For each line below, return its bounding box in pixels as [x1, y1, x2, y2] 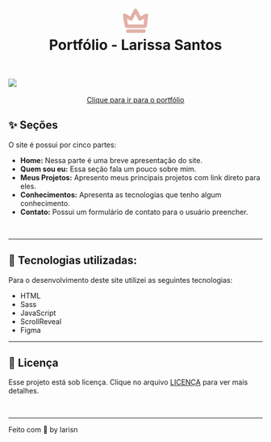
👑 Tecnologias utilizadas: [8, 254, 137, 267]
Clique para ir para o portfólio [86, 95, 185, 104]
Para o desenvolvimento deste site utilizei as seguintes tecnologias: [8, 275, 233, 284]
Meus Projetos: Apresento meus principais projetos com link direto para [19, 172, 261, 182]
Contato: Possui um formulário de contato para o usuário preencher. [19, 207, 248, 217]
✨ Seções [8, 118, 59, 133]
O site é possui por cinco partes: [8, 140, 117, 149]
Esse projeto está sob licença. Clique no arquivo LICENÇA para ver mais [8, 377, 248, 387]
